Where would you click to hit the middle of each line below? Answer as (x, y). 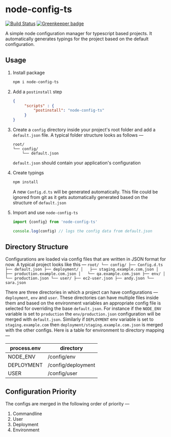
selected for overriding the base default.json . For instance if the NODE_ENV (83, 309)
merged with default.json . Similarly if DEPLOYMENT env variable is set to (80, 319)
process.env (25, 348)
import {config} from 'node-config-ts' (55, 222)
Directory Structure (37, 247)
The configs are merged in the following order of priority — (67, 404)
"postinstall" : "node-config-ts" (69, 111)
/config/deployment (71, 365)
